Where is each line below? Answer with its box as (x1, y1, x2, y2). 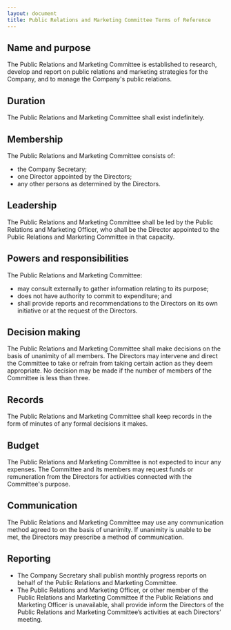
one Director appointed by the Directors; (17, 172, 132, 180)
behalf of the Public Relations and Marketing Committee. (17, 578, 178, 587)
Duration (7, 95, 46, 107)
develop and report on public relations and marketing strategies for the (7, 68, 208, 76)
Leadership (7, 199, 57, 211)
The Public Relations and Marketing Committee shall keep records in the (7, 412, 212, 421)
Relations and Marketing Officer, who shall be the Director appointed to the (7, 225, 220, 233)
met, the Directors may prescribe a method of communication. (7, 533, 184, 541)
